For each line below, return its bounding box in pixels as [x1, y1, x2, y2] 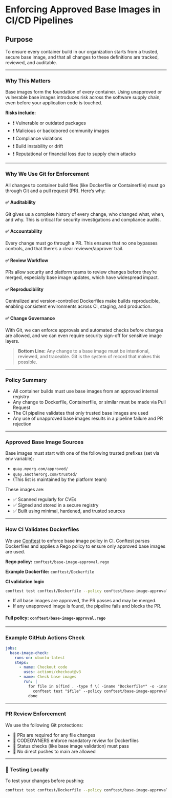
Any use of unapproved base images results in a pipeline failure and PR [12, 415, 163, 421]
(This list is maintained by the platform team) [12, 476, 107, 482]
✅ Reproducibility [5, 286, 44, 292]
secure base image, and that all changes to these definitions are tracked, [5, 54, 159, 60]
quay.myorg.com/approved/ [12, 467, 68, 472]
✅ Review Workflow [5, 257, 49, 263]
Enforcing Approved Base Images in [5, 4, 161, 15]
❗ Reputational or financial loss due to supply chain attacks [12, 151, 136, 157]
